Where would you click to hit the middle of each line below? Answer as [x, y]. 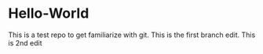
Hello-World [49, 13]
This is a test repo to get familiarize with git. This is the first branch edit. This [132, 35]
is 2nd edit [25, 42]
